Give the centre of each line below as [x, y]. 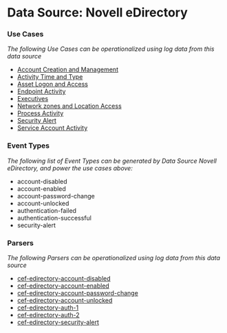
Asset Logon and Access [52, 84]
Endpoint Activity [41, 91]
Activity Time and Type [50, 77]
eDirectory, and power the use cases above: [70, 168]
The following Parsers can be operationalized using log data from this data [114, 258]
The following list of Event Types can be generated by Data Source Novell [112, 161]
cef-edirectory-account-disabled [64, 279]
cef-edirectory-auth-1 [48, 308]
